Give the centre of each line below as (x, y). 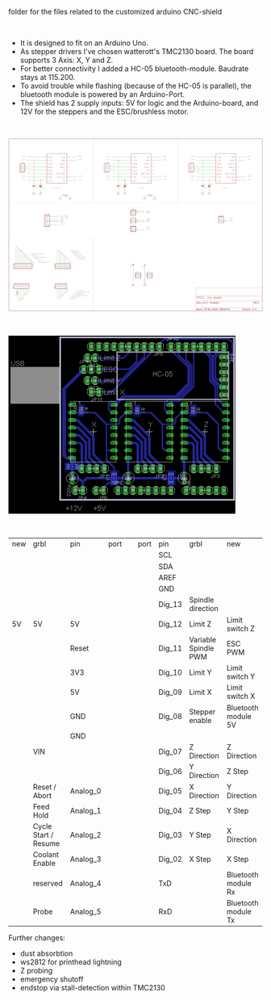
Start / (43, 835)
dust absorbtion (46, 954)
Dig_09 (171, 692)
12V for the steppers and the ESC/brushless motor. (104, 111)
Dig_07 (171, 751)
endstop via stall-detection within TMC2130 (92, 988)
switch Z (241, 628)
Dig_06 (171, 771)
